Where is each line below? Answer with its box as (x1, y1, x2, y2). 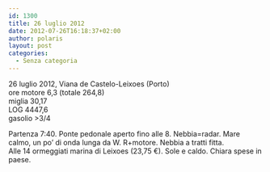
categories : (8, 49, 49, 57)
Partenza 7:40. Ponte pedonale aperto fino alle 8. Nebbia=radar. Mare (8, 128, 241, 138)
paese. (8, 154, 32, 164)
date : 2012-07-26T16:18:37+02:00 (8, 27, 121, 35)
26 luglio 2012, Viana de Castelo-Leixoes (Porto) (8, 78, 170, 89)
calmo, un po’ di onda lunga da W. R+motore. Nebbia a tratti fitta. (8, 137, 225, 147)
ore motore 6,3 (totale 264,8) (8, 87, 105, 97)
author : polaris (8, 34, 63, 43)
